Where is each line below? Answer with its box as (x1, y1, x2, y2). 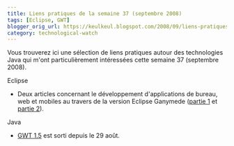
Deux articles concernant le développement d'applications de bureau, (17, 90, 218, 98)
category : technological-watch (7, 29, 98, 37)
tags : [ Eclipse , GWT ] (7, 17, 70, 24)
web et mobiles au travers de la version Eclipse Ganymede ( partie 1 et (17, 98, 218, 106)
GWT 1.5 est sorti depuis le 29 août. (17, 131, 120, 140)
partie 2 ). (17, 104, 44, 113)
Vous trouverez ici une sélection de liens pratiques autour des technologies (7, 48, 224, 57)
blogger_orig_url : (7, 23, 61, 30)
